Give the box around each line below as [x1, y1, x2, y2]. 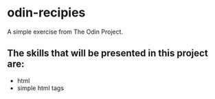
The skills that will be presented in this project [7, 47, 208, 59]
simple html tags [16, 84, 64, 92]
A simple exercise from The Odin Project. [7, 27, 124, 36]
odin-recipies [7, 5, 86, 21]
